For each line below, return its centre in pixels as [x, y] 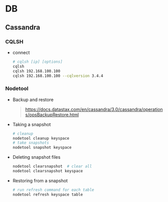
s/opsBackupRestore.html [52, 115]
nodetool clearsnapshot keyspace [48, 171]
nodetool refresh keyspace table [48, 194]
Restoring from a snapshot [40, 180]
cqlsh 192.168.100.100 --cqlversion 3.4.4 [58, 76]
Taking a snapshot [32, 124]
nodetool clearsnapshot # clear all [52, 166]
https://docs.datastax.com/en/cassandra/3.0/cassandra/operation [94, 109]
